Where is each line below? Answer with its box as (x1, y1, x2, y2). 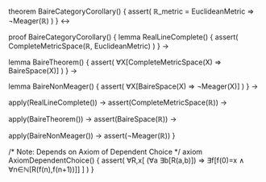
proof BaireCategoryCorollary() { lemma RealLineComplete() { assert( (8, 32, 239, 42)
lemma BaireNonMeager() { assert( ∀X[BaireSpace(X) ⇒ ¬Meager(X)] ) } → (8, 81, 259, 91)
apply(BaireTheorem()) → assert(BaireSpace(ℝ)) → (8, 114, 177, 123)
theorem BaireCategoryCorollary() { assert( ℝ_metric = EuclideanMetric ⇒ (8, 6, 255, 16)
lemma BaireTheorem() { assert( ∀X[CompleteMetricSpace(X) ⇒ (8, 57, 222, 67)
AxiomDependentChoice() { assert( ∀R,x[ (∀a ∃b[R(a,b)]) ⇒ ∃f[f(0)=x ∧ (8, 155, 244, 165)
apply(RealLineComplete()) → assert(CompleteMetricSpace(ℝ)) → (8, 97, 227, 107)
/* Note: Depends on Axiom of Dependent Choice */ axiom (8, 147, 203, 156)
